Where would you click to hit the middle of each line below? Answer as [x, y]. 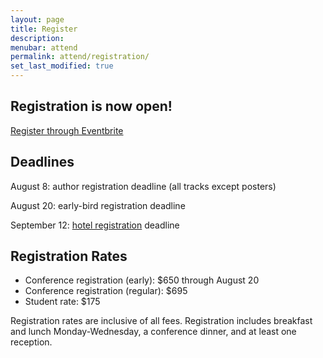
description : [37, 38]
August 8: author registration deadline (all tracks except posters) [143, 186]
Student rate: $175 [62, 302]
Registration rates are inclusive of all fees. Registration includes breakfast [161, 321]
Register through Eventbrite [67, 130]
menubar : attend [44, 47]
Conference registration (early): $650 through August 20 [142, 280]
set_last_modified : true [62, 66]
